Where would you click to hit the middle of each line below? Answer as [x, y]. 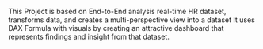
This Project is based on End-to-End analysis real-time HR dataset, [117, 11]
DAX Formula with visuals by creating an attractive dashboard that [116, 28]
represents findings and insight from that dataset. [89, 36]
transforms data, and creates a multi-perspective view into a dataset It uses [131, 20]
